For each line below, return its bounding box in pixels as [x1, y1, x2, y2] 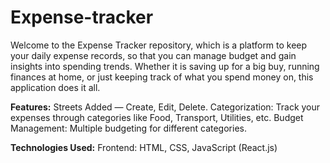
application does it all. [10, 81, 101, 93]
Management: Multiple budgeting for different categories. [10, 122, 247, 134]
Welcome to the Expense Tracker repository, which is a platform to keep [10, 39, 308, 51]
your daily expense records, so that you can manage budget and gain [10, 49, 297, 61]
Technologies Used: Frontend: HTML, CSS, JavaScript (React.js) [10, 141, 278, 153]
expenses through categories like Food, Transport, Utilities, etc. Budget [10, 111, 304, 123]
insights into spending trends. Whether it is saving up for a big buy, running [10, 60, 320, 72]
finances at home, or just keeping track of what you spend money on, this [10, 71, 314, 83]
